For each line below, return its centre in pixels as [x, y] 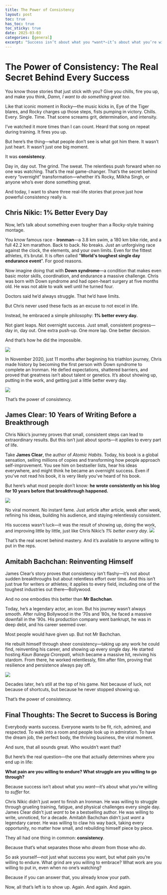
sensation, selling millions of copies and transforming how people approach [83, 460]
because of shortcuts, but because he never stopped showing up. [73, 690]
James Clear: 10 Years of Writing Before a [71, 415]
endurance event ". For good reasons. [44, 261]
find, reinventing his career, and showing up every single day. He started [80, 649]
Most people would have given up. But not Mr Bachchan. [63, 634]
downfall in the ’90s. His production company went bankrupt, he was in [78, 619]
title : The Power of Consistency [40, 10]
